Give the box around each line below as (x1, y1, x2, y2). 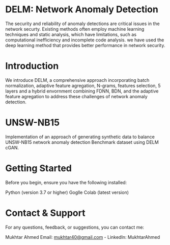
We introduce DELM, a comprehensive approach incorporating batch (5, 77, 150, 83)
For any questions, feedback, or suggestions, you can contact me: (5, 224, 144, 230)
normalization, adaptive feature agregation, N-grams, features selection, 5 (5, 82, 161, 88)
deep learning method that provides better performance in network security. (5, 42, 165, 48)
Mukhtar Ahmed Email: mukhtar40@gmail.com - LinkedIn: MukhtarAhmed (5, 234, 160, 240)
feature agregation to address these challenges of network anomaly (5, 93, 148, 99)
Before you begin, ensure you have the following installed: (5, 179, 127, 185)
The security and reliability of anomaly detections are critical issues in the (5, 20, 160, 27)
